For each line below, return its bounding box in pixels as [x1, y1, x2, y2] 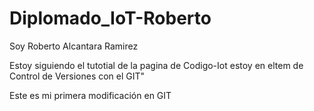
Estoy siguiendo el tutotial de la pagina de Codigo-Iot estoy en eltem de [9, 59, 304, 71]
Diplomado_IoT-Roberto [9, 7, 212, 30]
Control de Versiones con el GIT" [9, 70, 146, 82]
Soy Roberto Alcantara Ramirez [9, 40, 139, 52]
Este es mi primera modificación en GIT [9, 89, 172, 101]
